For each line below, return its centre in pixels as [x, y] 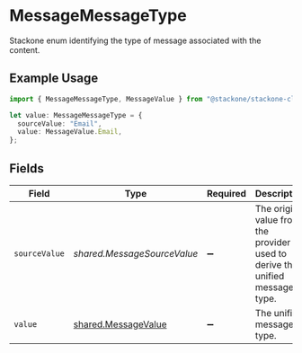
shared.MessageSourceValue [136, 253]
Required [226, 193]
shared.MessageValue [120, 324]
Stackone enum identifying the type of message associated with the [135, 40]
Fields [27, 168]
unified [270, 276]
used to [271, 253]
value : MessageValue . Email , [70, 132]
